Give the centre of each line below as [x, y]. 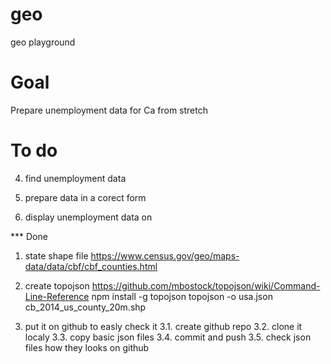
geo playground [43, 42]
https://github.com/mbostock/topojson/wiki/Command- [206, 285]
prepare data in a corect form [85, 197]
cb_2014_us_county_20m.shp [85, 307]
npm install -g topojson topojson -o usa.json [182, 296]
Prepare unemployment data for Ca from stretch [109, 110]
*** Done [29, 236]
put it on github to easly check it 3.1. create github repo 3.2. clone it [163, 326]
